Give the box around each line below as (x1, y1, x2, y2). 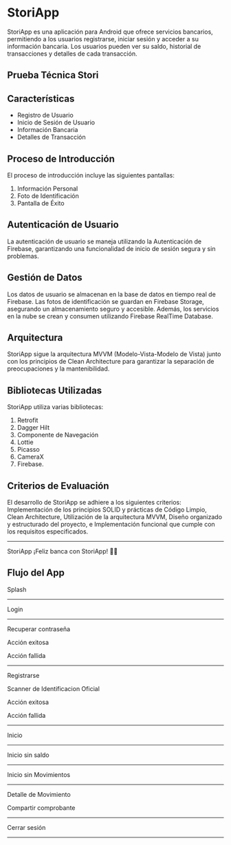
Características (7, 93, 75, 105)
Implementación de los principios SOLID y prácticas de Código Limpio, (7, 505, 208, 514)
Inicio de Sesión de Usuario (16, 118, 95, 127)
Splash (7, 585, 27, 593)
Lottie (16, 438, 34, 446)
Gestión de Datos (7, 272, 82, 283)
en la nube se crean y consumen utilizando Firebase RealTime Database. (7, 311, 213, 320)
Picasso (16, 446, 40, 454)
